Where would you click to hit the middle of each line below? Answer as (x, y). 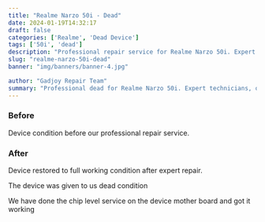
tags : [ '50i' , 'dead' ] (45, 45)
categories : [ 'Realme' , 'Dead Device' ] (74, 37)
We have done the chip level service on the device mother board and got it (129, 201)
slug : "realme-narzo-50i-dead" (60, 60)
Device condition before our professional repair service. (99, 133)
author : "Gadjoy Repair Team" (58, 81)
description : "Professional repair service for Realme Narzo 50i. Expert (132, 52)
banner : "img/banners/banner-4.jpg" (68, 67)
